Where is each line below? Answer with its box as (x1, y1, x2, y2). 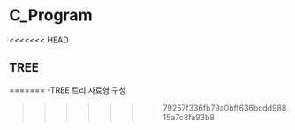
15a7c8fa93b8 (163, 111, 215, 122)
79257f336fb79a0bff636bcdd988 (163, 103, 287, 113)
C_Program (9, 5, 93, 26)
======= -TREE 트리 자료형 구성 (9, 85, 126, 96)
